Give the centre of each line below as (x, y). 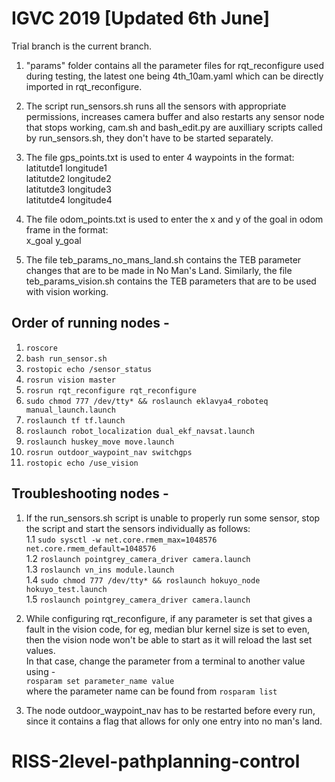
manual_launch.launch (70, 410)
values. (40, 650)
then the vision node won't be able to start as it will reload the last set (169, 639)
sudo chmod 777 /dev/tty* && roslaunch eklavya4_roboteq (147, 401)
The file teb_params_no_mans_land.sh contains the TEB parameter (163, 259)
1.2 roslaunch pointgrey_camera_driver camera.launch (138, 558)
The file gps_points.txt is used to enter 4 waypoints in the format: (160, 157)
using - (40, 671)
